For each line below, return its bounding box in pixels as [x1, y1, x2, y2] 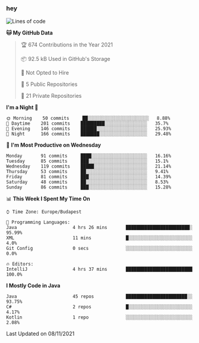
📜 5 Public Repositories [20, 81, 78, 88]
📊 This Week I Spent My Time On [6, 195, 90, 202]
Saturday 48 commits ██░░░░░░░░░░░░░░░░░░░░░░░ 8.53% [6, 179, 169, 186]
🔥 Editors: [6, 261, 34, 267]
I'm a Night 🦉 [6, 104, 39, 111]
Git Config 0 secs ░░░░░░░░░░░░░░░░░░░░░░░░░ [6, 246, 193, 252]
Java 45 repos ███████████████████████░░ [6, 293, 193, 299]
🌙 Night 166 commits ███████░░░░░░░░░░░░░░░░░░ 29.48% [6, 131, 171, 137]
